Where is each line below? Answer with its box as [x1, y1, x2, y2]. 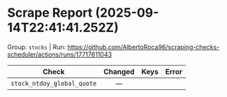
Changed [103, 66, 135, 76]
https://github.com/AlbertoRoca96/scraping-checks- [67, 43, 220, 51]
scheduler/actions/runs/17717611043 [7, 50, 112, 59]
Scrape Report [7, 5, 93, 21]
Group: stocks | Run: [7, 43, 66, 51]
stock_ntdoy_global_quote [10, 79, 97, 87]
